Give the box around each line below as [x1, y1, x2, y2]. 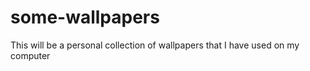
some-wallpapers [10, 6, 160, 29]
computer [10, 49, 51, 61]
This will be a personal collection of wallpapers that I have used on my [10, 39, 300, 51]
